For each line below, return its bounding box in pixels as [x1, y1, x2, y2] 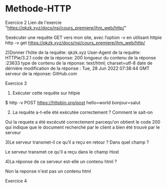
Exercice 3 [5, 80, 27, 86]
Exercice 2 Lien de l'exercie [5, 19, 62, 25]
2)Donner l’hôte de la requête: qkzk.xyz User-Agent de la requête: [5, 49, 141, 55]
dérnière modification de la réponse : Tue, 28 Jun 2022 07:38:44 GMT [5, 65, 150, 71]
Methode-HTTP [5, 3, 71, 14]
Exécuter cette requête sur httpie [12, 90, 81, 96]
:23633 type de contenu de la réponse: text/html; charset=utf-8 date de [5, 60, 153, 66]
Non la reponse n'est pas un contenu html [5, 168, 91, 174]
